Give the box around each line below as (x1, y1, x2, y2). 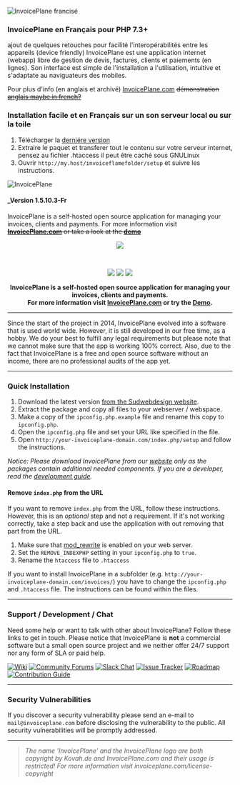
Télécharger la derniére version (17, 136, 111, 144)
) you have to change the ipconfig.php (113, 577, 226, 586)
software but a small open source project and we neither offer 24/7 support (7, 641, 230, 649)
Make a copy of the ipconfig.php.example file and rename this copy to (17, 413, 224, 421)
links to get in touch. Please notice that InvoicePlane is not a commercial (7, 633, 221, 642)
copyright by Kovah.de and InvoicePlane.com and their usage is (24, 754, 214, 762)
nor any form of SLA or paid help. (7, 649, 106, 657)
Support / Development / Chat (7, 609, 114, 619)
